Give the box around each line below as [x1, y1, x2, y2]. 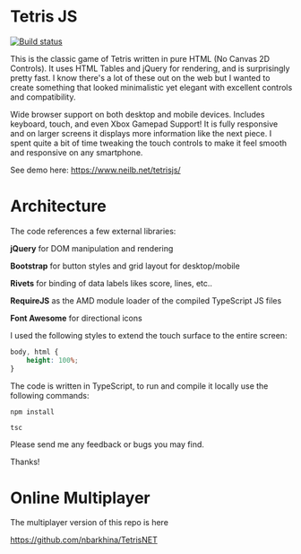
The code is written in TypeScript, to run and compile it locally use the [10, 380, 269, 391]
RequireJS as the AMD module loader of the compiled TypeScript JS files [10, 295, 282, 306]
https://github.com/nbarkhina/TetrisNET [10, 534, 158, 545]
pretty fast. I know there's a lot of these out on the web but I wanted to [10, 72, 271, 83]
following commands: [10, 390, 90, 400]
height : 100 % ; [26, 356, 79, 365]
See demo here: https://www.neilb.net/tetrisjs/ [10, 164, 182, 175]
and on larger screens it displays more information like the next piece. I [10, 128, 272, 138]
